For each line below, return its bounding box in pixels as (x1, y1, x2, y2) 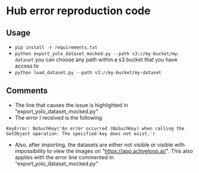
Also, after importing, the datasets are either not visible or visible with (14, 141, 185, 148)
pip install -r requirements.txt (14, 44, 98, 50)
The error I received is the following (14, 114, 102, 121)
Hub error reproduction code (6, 4, 151, 18)
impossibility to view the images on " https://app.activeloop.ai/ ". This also (14, 147, 193, 155)
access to (14, 62, 39, 69)
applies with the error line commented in (14, 153, 114, 161)
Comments (6, 86, 48, 96)
